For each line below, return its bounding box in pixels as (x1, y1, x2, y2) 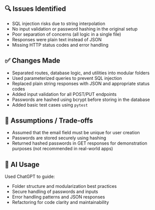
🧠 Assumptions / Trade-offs (5, 117, 93, 125)
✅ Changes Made (5, 56, 61, 65)
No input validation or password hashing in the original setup (12, 26, 138, 32)
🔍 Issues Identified (5, 5, 66, 13)
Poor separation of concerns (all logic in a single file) (12, 31, 121, 37)
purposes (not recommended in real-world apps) (12, 146, 113, 152)
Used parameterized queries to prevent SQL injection (12, 75, 122, 81)
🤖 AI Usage (5, 160, 40, 169)
